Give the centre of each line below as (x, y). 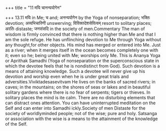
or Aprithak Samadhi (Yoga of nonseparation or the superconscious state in (82, 61)
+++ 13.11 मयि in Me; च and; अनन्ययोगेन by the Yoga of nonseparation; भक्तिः (78, 18)
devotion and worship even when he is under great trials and (67, 76)
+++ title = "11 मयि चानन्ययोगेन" (33, 8)
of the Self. (16, 124)
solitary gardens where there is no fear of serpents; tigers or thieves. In (78, 92)
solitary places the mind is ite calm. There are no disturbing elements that (80, 98)
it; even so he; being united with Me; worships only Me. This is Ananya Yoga (83, 55)
